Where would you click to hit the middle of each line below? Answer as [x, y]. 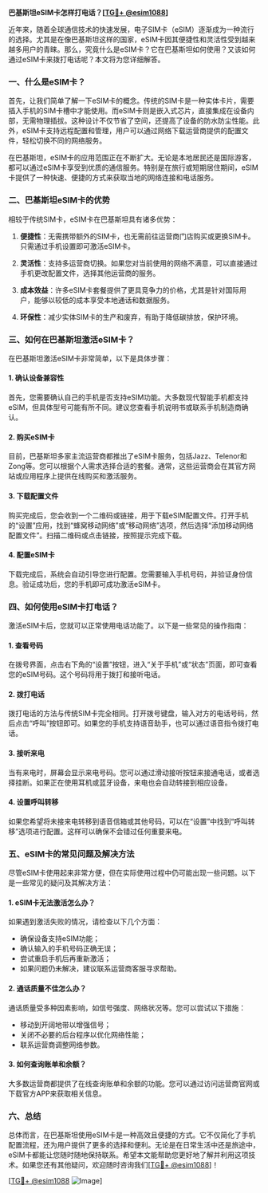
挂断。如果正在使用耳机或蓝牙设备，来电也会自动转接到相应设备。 [123, 782]
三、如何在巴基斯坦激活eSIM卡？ [71, 340]
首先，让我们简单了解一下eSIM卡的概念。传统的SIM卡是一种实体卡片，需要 [131, 101]
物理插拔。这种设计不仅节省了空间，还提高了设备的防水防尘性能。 [144, 121]
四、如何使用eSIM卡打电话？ [63, 607]
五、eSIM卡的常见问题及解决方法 [71, 854]
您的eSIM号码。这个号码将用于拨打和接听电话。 [87, 675]
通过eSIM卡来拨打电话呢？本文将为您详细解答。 [87, 59]
